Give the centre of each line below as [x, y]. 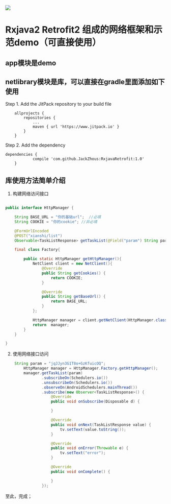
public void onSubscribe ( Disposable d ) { [95, 402]
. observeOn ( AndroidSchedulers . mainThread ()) [90, 387]
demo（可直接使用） [58, 43]
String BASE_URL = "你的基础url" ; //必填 [58, 217]
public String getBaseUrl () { [74, 297]
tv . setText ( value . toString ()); [93, 429]
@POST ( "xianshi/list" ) [38, 236]
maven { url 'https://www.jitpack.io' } [76, 127]
